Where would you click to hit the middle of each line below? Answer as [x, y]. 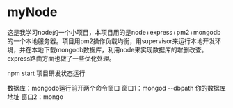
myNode [32, 12]
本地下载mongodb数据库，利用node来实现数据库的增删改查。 [119, 49]
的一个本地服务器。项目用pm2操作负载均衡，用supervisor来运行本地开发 [111, 41]
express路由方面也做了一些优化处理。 [62, 58]
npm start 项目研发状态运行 [46, 73]
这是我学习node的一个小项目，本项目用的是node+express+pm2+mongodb [114, 32]
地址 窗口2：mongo [35, 97]
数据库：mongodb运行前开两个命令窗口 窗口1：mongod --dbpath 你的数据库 [116, 88]
